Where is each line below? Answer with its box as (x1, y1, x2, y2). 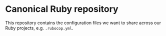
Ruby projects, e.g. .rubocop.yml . (5, 25, 73, 31)
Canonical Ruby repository (5, 3, 118, 15)
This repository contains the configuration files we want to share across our (5, 20, 161, 26)
